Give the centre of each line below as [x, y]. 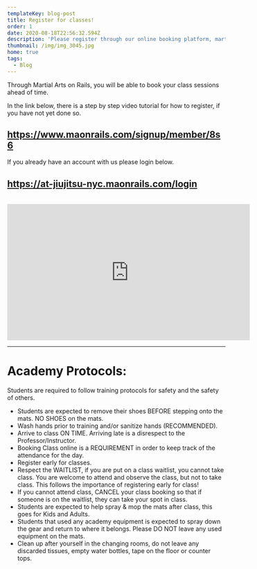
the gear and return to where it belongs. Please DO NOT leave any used [119, 529]
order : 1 [20, 26]
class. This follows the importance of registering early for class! [108, 485]
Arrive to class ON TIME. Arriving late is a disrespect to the [101, 433]
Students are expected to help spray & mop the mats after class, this [115, 507]
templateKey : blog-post [42, 13]
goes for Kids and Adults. [53, 514]
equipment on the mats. [51, 536]
